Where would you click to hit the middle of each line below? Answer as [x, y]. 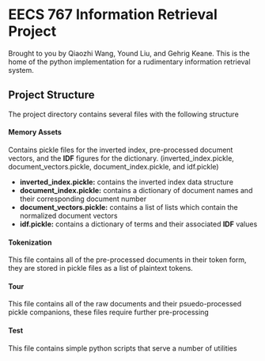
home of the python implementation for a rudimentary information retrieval [129, 62]
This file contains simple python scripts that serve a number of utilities [123, 348]
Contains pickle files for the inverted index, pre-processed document [121, 150]
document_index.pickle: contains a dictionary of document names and [136, 190]
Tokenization [30, 242]
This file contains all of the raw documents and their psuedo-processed [125, 304]
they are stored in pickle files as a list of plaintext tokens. [101, 268]
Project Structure [51, 95]
